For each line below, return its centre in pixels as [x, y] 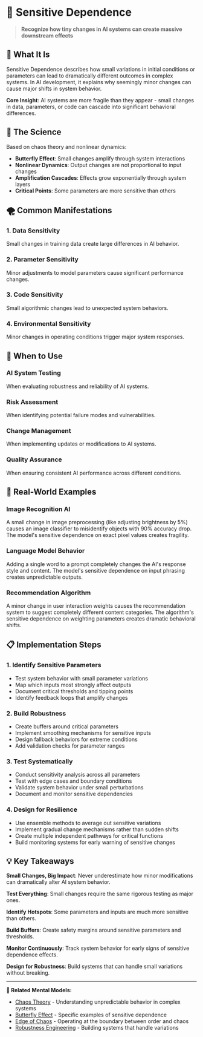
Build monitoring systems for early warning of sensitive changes [95, 842]
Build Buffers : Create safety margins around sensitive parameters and [94, 930]
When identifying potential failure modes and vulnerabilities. [81, 415]
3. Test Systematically [40, 761]
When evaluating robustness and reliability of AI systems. [78, 386]
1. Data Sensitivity [33, 231]
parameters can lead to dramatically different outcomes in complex [90, 76]
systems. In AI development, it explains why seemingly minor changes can [99, 82]
